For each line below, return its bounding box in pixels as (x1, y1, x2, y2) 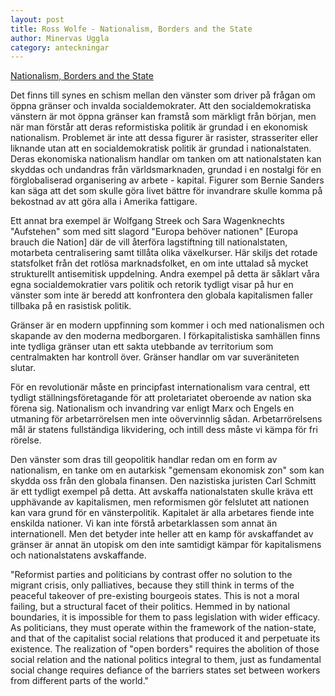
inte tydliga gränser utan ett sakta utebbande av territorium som (10, 341, 274, 353)
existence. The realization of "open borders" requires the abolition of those (10, 643, 320, 655)
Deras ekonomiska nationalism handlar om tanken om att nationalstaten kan (10, 153, 322, 165)
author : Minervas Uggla (10, 33, 110, 43)
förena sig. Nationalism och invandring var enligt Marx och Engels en (10, 402, 295, 415)
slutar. (10, 362, 36, 374)
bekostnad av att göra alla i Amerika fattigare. (10, 196, 198, 208)
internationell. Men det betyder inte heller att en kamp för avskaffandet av (10, 528, 314, 540)
